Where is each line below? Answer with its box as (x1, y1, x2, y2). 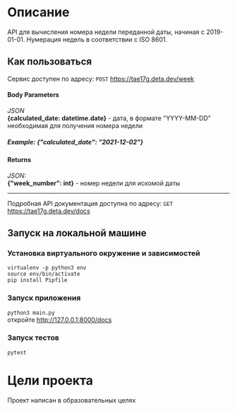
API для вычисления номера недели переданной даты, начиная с (7, 28, 205, 36)
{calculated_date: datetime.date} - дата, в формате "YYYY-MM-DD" (7, 114, 212, 122)
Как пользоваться (7, 56, 92, 68)
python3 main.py (7, 309, 55, 316)
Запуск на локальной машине (7, 227, 147, 239)
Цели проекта (7, 373, 94, 388)
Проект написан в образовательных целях (7, 395, 136, 404)
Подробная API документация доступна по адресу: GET (7, 199, 174, 207)
